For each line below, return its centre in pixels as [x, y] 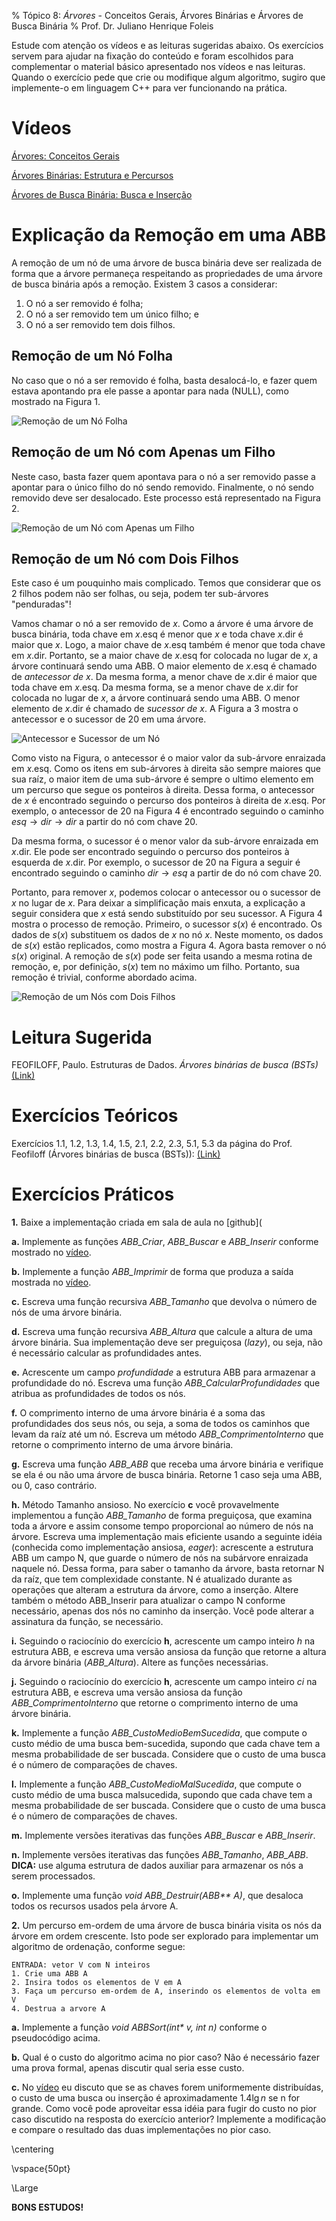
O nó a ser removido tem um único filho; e [112, 314]
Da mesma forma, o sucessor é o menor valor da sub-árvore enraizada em [165, 841]
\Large [25, 2188]
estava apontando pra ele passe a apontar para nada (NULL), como [150, 391]
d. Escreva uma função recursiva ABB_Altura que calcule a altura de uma [162, 1332]
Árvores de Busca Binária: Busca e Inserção [102, 194]
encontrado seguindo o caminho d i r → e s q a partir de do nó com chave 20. [167, 873]
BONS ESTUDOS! [47, 2207]
